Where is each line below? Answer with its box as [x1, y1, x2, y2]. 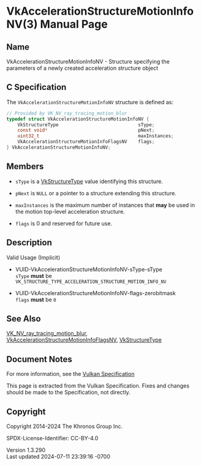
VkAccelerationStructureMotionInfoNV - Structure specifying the [6, 58, 170, 65]
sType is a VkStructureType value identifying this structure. [15, 178, 164, 185]
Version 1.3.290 [6, 446, 46, 454]
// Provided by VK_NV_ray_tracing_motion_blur [6, 110, 127, 116]
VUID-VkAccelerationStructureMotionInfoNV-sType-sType [15, 265, 162, 273]
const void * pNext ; [17, 127, 155, 133]
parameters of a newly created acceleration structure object [6, 64, 158, 72]
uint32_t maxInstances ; [17, 133, 174, 139]
